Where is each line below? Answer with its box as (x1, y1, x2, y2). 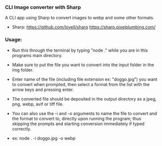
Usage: (5, 36, 23, 43)
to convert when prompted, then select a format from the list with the (12, 81, 150, 87)
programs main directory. (12, 52, 63, 58)
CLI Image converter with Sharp (5, 4, 81, 11)
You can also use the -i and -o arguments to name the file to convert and (12, 110, 157, 116)
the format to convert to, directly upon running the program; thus (12, 116, 142, 121)
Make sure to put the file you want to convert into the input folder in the (12, 62, 154, 68)
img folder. (12, 67, 34, 73)
